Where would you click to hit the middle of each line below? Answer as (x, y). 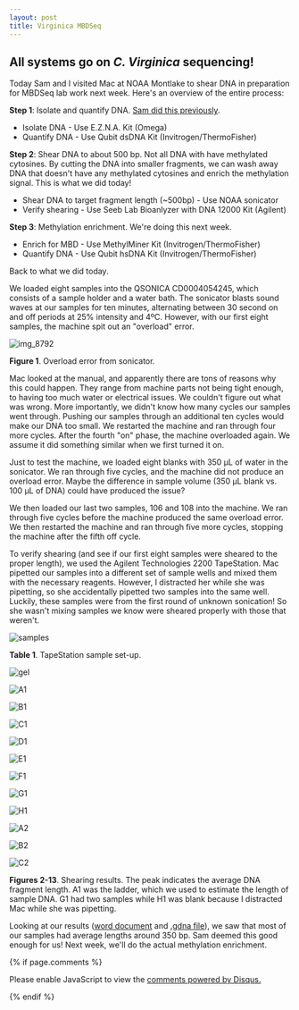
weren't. (25, 620)
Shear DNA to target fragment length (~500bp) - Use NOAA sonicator (150, 200)
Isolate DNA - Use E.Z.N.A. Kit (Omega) (95, 128)
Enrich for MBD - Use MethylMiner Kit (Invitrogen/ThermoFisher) (141, 244)
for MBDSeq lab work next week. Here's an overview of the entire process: (147, 93)
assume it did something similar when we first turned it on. (117, 445)
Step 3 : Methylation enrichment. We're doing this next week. (120, 227)
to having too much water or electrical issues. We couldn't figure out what (145, 398)
